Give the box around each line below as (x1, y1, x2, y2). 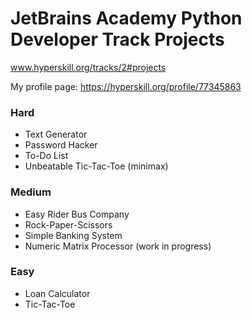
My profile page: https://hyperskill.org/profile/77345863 (10, 80, 242, 92)
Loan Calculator (24, 287, 91, 299)
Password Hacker (24, 139, 98, 151)
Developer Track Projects (10, 28, 225, 51)
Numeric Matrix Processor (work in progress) (24, 240, 212, 252)
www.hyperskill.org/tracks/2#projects (10, 61, 167, 73)
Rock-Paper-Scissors (24, 218, 113, 231)
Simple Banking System (24, 229, 123, 241)
